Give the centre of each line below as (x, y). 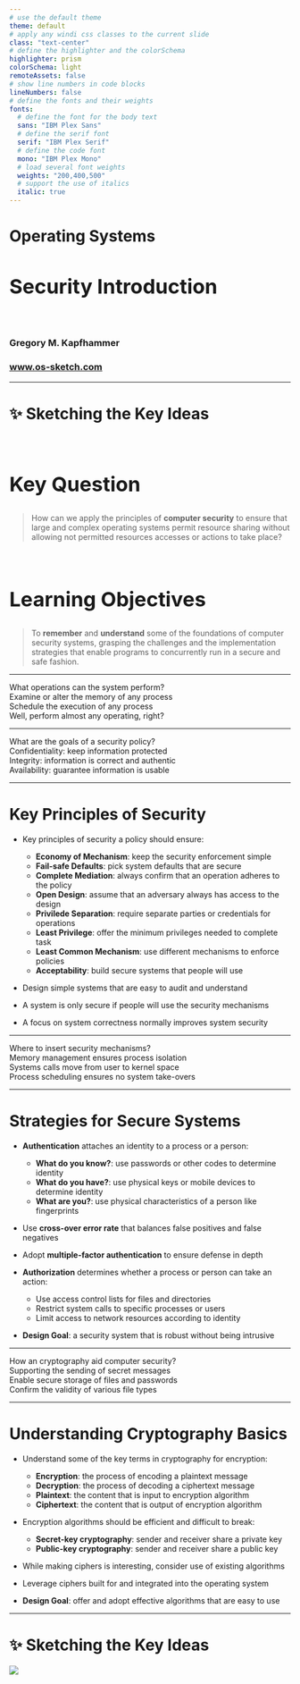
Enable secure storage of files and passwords (94, 1380)
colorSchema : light (46, 68)
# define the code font (61, 150)
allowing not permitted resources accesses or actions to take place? (157, 536)
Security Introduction (113, 286)
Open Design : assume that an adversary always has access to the (157, 895)
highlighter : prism (46, 59)
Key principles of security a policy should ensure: (113, 839)
